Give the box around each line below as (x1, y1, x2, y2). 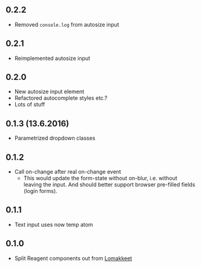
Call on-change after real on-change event (14, 168, 122, 175)
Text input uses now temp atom (14, 221, 93, 228)
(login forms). (23, 188, 58, 195)
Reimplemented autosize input (14, 54, 90, 62)
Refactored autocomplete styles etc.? (14, 94, 108, 102)
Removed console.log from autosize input (14, 21, 119, 28)
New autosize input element (14, 88, 85, 96)
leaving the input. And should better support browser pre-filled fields (23, 181, 196, 188)
